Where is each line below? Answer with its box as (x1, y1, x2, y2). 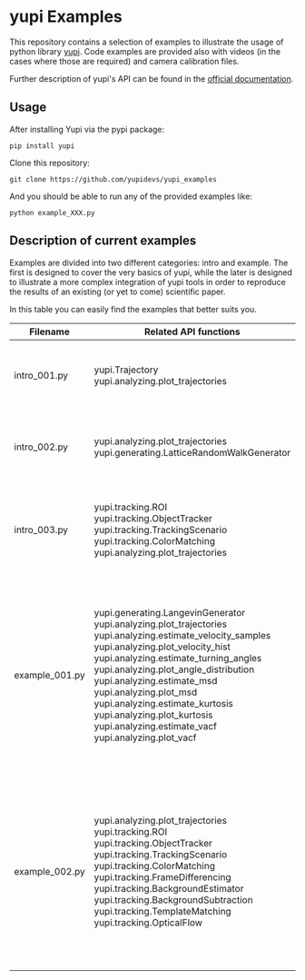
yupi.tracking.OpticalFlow (93, 916, 202, 928)
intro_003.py (14, 523, 69, 536)
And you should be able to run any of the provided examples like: (9, 191, 252, 202)
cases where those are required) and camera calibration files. (9, 55, 240, 66)
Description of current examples (9, 233, 197, 249)
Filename (28, 325, 70, 338)
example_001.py (14, 668, 85, 681)
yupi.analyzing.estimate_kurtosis (93, 697, 234, 709)
